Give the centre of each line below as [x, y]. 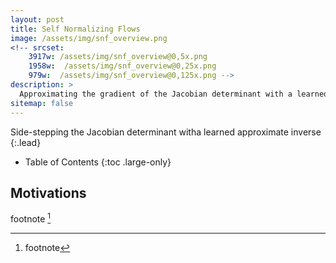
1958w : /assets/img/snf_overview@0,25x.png [122, 66]
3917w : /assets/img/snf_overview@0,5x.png [118, 57]
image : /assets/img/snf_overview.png [89, 38]
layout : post [37, 19]
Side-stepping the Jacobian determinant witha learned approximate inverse [166, 132]
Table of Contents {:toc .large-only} [98, 162]
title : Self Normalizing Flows [75, 29]
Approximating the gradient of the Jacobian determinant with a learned [174, 94]
